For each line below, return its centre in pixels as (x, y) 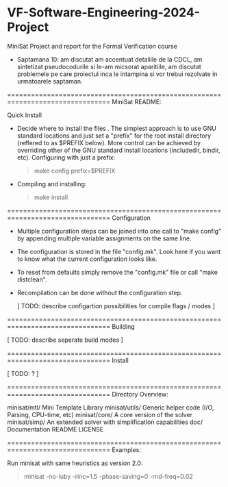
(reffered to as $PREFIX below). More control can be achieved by (109, 142)
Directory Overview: (140, 394)
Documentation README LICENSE (55, 429)
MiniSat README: (137, 101)
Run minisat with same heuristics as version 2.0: (75, 463)
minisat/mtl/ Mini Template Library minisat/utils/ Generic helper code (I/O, (111, 407)
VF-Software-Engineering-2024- (104, 13)
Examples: (127, 449)
